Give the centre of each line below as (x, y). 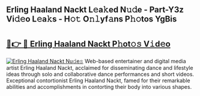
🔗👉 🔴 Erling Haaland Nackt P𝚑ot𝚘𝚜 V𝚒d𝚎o (89, 44)
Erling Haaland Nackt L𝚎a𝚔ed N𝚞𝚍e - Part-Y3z (95, 10)
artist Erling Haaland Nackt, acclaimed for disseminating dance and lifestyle (100, 68)
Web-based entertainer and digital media (135, 61)
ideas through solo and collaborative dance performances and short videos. (100, 74)
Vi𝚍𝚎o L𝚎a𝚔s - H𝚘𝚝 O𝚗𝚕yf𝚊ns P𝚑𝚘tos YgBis (92, 19)
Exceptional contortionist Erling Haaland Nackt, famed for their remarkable (98, 80)
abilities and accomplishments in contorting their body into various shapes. (99, 87)
